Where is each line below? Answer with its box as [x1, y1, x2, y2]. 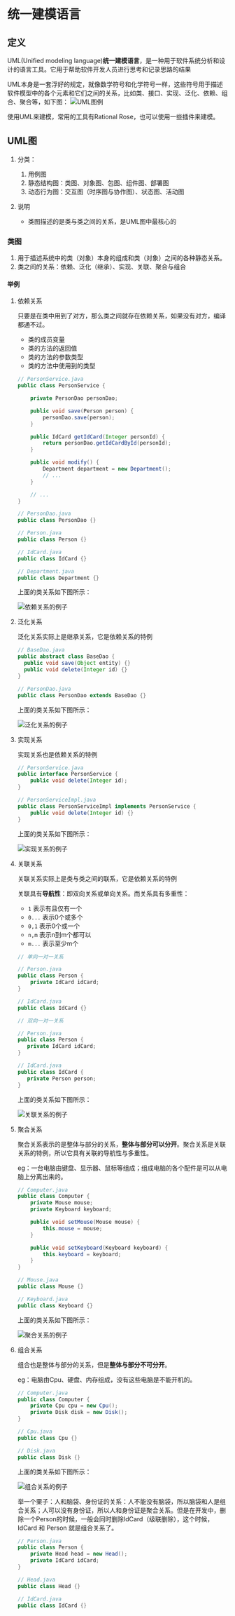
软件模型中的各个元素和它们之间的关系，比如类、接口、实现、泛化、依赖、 [7, 89, 222, 97]
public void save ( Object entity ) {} [24, 660, 131, 667]
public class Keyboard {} [17, 1302, 93, 1309]
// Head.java [17, 1576, 56, 1583]
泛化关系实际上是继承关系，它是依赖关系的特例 [17, 633, 152, 641]
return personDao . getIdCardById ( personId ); [43, 440, 171, 447]
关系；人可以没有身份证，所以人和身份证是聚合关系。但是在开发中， [23, 1506, 220, 1514]
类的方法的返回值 [27, 344, 78, 353]
